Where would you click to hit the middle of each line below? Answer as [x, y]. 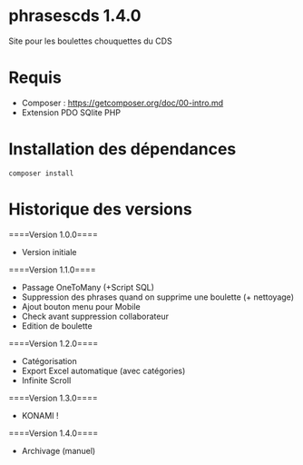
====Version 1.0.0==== [54, 234]
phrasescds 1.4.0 [75, 16]
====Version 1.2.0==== [54, 343]
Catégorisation [49, 361]
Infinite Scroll [46, 380]
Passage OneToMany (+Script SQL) [88, 287]
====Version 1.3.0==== [54, 398]
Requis [35, 78]
